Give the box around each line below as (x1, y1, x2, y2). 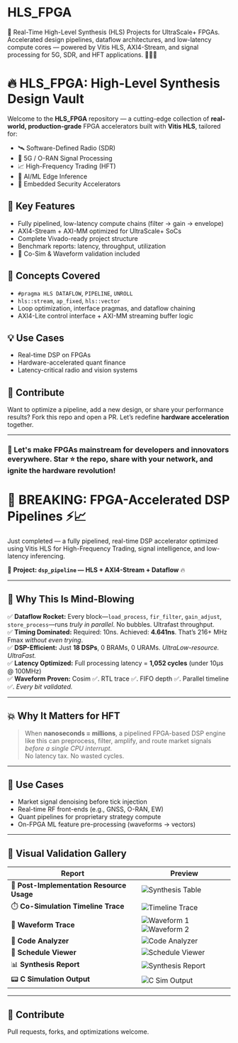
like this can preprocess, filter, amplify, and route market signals (24, 736, 212, 745)
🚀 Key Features (7, 200, 76, 212)
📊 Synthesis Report (11, 960, 80, 970)
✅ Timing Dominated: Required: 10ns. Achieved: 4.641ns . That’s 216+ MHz (7, 627, 228, 636)
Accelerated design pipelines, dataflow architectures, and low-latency (7, 35, 212, 43)
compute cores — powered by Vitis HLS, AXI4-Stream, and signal (7, 43, 199, 51)
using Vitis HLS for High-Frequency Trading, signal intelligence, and (7, 544, 205, 553)
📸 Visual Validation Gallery (7, 847, 127, 860)
